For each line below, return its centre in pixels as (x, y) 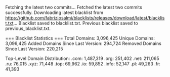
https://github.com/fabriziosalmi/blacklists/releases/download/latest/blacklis (85, 18)
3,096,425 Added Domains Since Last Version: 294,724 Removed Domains (83, 43)
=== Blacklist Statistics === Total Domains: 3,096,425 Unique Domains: (80, 38)
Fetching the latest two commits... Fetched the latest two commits (74, 7)
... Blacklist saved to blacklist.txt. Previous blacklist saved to (76, 23)
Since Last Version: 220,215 (34, 49)
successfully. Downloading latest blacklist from (54, 12)
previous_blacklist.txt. (28, 28)
